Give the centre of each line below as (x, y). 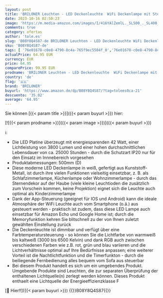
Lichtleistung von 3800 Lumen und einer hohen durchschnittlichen (79, 147)
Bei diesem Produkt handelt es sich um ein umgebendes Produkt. (77, 266)
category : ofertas (24, 32)
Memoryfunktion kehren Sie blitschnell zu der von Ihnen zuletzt (75, 220)
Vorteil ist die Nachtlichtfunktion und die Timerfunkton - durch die (78, 255)
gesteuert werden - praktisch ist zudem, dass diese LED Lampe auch (81, 209)
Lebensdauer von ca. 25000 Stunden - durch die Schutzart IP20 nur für (84, 153)
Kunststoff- (136, 168)
